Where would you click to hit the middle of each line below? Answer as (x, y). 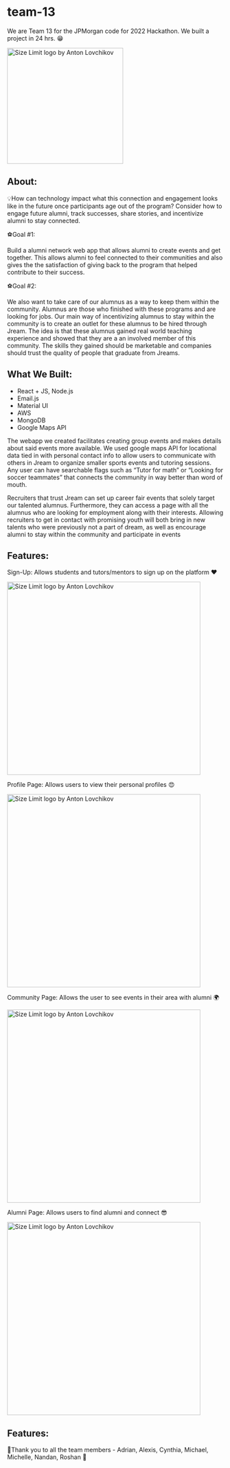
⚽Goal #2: (22, 286)
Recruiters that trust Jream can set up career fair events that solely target (111, 498)
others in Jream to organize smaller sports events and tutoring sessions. (109, 462)
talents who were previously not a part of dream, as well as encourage (107, 527)
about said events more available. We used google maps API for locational (112, 448)
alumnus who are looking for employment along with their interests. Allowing (115, 512)
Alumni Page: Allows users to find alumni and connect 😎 (87, 1213)
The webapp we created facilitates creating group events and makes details (114, 441)
